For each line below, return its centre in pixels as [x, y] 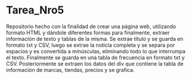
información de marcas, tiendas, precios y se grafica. [70, 70]
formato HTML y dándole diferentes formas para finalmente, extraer [88, 32]
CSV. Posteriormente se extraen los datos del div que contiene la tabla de [95, 63]
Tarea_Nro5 [35, 10]
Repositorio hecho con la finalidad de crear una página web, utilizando [91, 26]
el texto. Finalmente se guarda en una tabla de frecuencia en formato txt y [95, 57]
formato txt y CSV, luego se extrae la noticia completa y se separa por [91, 45]
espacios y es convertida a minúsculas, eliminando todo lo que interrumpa [96, 51]
